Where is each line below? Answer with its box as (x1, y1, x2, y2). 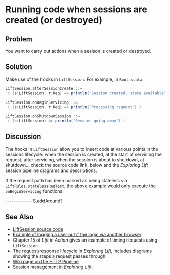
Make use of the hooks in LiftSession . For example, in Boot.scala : (5, 76, 144, 82)
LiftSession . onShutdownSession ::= (5, 114, 80, 119)
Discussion (5, 132, 41, 141)
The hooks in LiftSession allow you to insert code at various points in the (5, 146, 158, 152)
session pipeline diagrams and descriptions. (5, 167, 97, 174)
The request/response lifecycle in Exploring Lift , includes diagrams (12, 248, 152, 254)
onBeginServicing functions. (5, 188, 64, 194)
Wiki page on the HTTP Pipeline (12, 258, 79, 264)
